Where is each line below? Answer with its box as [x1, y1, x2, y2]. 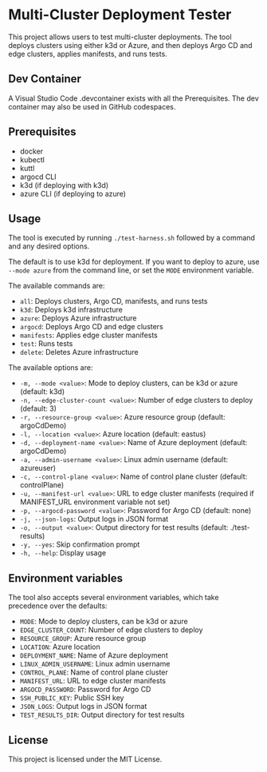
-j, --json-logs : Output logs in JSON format [19, 514, 169, 524]
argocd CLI [19, 172, 57, 181]
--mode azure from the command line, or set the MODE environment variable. [8, 265, 254, 275]
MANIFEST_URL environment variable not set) [19, 497, 171, 507]
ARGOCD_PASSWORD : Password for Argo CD [19, 685, 151, 694]
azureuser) [19, 464, 57, 473]
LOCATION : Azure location [19, 642, 101, 652]
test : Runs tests [19, 339, 73, 348]
